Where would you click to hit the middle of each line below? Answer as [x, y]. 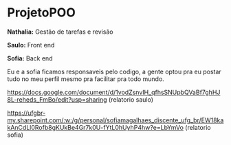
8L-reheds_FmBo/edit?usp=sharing [57, 99]
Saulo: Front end [31, 45]
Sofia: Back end [30, 58]
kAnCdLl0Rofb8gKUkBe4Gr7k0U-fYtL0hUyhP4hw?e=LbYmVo [96, 127]
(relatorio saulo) [131, 99]
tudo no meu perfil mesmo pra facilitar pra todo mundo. [86, 79]
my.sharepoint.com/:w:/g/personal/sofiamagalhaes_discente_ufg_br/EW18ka [115, 120]
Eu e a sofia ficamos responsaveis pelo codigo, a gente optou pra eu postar [114, 71]
